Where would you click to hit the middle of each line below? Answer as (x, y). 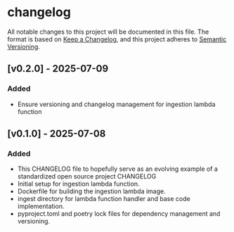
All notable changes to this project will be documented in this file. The (108, 32)
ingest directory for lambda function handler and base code (104, 199)
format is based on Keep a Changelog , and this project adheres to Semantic (117, 39)
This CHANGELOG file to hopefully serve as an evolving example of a (117, 169)
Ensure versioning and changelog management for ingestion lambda (116, 104)
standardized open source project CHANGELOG (87, 176)
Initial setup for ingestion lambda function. (78, 184)
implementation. (41, 206)
